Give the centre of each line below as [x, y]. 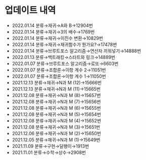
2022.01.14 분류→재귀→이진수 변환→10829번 [58, 38]
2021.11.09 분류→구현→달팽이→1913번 [51, 146]
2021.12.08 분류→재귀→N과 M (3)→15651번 [56, 127]
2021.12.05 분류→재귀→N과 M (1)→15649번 [56, 140]
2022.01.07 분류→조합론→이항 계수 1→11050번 [59, 76]
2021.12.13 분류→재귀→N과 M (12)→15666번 [57, 82]
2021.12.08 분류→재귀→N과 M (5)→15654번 [57, 114]
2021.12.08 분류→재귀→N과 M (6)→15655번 [57, 108]
